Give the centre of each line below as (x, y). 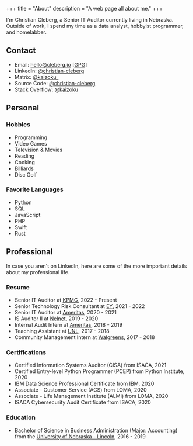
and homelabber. (26, 32)
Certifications (26, 352)
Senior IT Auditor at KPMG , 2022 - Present (66, 300)
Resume (18, 287)
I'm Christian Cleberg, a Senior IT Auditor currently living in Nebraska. (90, 20)
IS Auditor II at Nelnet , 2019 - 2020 (56, 319)
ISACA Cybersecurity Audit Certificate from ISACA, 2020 (83, 402)
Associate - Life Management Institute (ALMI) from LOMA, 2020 (91, 396)
